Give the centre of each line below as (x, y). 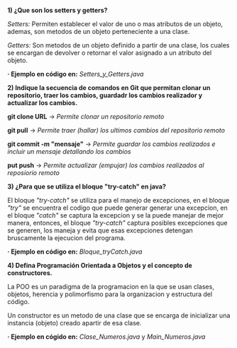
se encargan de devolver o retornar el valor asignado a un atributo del (110, 53)
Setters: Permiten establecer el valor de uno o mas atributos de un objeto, (115, 24)
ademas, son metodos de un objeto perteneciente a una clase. (99, 32)
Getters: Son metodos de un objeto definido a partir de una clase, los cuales (118, 45)
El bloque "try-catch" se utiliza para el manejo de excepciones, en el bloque (118, 200)
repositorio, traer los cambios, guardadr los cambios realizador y (105, 95)
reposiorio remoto (34, 173)
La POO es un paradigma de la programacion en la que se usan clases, (111, 287)
